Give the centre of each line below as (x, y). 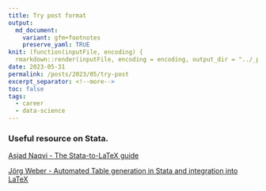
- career (30, 103)
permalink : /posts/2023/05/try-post (68, 74)
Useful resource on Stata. (59, 138)
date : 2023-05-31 (37, 67)
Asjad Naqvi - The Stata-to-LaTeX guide (74, 155)
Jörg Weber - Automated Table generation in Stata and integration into (123, 171)
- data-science (40, 111)
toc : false (26, 89)
